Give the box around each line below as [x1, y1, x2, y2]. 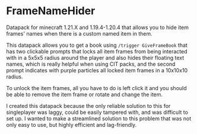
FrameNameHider [6, 4, 96, 18]
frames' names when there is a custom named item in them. [6, 30, 152, 37]
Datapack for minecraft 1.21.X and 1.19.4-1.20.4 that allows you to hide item [6, 24, 189, 31]
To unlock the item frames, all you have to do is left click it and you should [6, 84, 187, 91]
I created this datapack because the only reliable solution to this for [6, 102, 171, 109]
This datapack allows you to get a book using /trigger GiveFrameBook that [6, 42, 188, 49]
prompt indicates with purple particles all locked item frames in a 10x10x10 [6, 66, 188, 74]
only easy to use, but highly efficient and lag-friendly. [6, 121, 137, 128]
